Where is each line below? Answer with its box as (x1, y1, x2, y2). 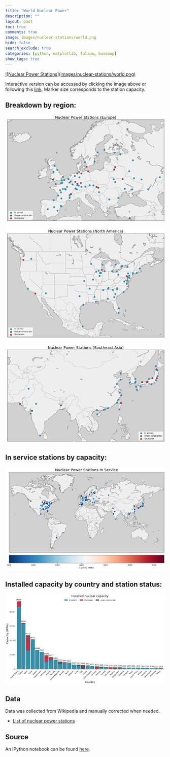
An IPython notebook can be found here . (5, 746, 90, 752)
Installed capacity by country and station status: (5, 580, 162, 588)
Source (5, 733, 29, 741)
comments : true (5, 29, 38, 35)
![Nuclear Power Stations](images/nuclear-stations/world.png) (5, 71, 136, 77)
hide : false (5, 41, 30, 46)
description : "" (5, 13, 40, 19)
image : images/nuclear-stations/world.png (5, 35, 96, 40)
